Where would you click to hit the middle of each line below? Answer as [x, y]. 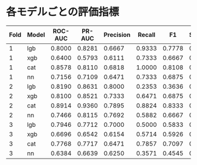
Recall [146, 35]
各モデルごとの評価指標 [62, 12]
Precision [117, 35]
